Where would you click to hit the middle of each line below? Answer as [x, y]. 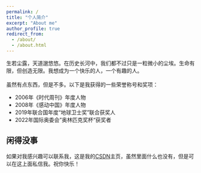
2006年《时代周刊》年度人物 [50, 97]
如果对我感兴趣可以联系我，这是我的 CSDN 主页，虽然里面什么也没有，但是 [98, 156]
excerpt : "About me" [32, 23]
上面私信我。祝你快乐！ [51, 163]
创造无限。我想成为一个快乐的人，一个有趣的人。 [82, 70]
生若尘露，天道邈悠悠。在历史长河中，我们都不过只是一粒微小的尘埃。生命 [98, 63]
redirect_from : [25, 34]
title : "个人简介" [28, 17]
